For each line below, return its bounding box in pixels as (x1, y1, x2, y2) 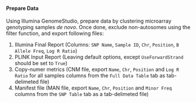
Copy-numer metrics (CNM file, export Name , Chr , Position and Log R (14, 66, 180, 73)
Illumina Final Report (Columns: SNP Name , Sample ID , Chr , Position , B (14, 41, 180, 48)
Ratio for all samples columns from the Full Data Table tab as (14, 72, 166, 79)
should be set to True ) (14, 60, 68, 67)
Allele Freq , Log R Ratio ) (14, 47, 78, 55)
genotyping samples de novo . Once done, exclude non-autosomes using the (6, 24, 191, 31)
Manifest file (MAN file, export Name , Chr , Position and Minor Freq (14, 84, 172, 91)
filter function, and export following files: (6, 30, 104, 37)
